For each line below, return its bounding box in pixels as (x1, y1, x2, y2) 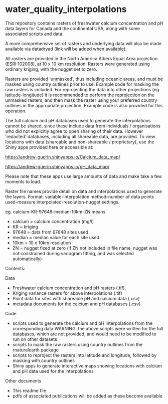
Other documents (5, 377, 42, 384)
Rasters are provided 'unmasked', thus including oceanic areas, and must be (5, 76, 163, 82)
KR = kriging (12, 224, 39, 230)
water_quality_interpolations (5, 4, 127, 15)
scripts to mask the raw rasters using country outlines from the (12, 341, 143, 347)
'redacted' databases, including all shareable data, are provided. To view (5, 133, 155, 139)
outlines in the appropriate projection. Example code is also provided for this (5, 102, 163, 108)
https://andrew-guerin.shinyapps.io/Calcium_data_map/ (5, 154, 120, 160)
